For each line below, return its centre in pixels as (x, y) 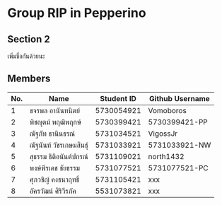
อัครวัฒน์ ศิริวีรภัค (53, 191)
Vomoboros (168, 110)
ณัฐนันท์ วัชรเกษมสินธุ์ (59, 145)
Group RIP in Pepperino (77, 13)
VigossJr (163, 134)
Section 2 (29, 39)
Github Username (180, 98)
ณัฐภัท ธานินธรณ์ (52, 134)
